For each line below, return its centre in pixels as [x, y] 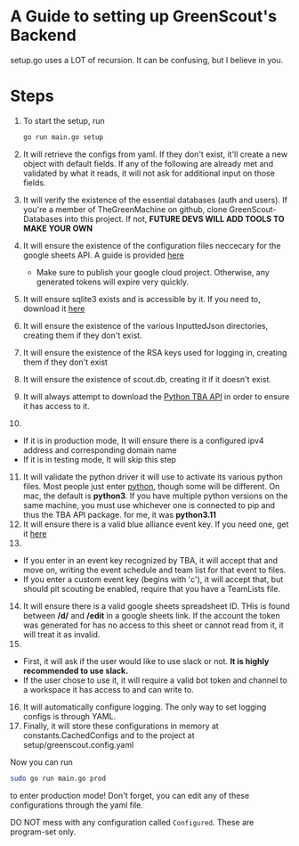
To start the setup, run [64, 120]
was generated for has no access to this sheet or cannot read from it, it [153, 625]
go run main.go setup [63, 137]
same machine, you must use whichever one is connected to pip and [149, 505]
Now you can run [42, 762]
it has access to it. [56, 406]
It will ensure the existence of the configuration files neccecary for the [152, 245]
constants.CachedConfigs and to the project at [109, 735]
